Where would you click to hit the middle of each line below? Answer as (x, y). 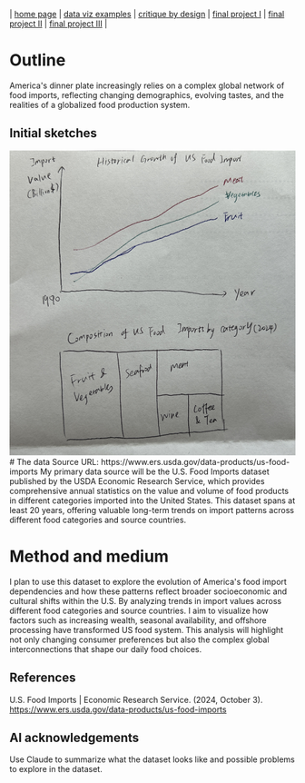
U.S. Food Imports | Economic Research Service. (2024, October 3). (136, 699)
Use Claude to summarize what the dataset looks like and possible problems (152, 759)
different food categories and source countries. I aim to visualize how (139, 610)
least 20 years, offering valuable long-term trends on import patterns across (152, 510)
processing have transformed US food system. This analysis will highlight (147, 629)
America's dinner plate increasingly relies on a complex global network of (147, 85)
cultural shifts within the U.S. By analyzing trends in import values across (146, 600)
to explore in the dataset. (56, 769)
